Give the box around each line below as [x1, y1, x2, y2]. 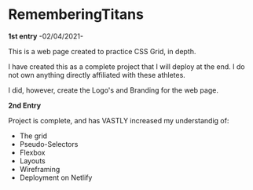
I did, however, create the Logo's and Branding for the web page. [8, 85, 218, 95]
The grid [19, 131, 48, 141]
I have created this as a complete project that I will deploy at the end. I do [8, 61, 245, 71]
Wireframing [19, 164, 60, 174]
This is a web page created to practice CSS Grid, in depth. [8, 46, 196, 56]
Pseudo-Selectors [19, 139, 79, 148]
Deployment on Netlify [19, 173, 93, 182]
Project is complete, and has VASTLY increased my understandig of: [8, 115, 229, 125]
